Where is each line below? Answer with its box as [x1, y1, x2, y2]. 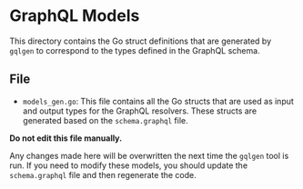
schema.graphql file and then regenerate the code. [9, 169, 197, 180]
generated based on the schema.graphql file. [22, 114, 188, 125]
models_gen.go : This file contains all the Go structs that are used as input [22, 95, 294, 106]
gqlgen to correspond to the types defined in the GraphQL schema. [9, 45, 261, 55]
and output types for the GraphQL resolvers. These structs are [22, 105, 258, 116]
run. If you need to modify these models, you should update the [9, 160, 248, 171]
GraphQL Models [9, 5, 140, 26]
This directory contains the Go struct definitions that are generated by [9, 35, 272, 46]
